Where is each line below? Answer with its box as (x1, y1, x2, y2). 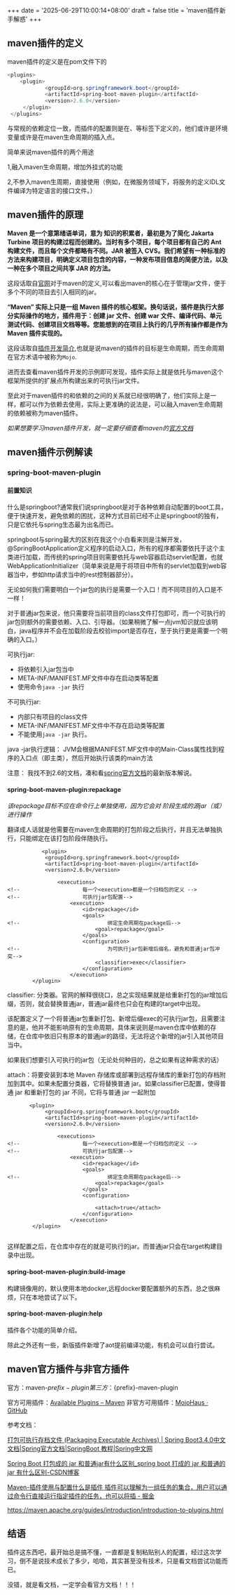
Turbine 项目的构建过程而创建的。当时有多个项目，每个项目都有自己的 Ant (7, 237, 222, 246)
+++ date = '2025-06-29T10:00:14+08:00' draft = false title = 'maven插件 (7, 6, 220, 14)
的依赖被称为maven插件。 (7, 409, 82, 417)
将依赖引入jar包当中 (17, 666, 75, 674)
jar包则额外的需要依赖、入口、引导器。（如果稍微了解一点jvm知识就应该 (7, 618, 212, 626)
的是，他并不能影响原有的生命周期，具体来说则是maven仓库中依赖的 (13, 1024, 211, 1032)
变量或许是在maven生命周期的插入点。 (7, 133, 119, 141)
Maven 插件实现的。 (7, 329, 66, 337)
